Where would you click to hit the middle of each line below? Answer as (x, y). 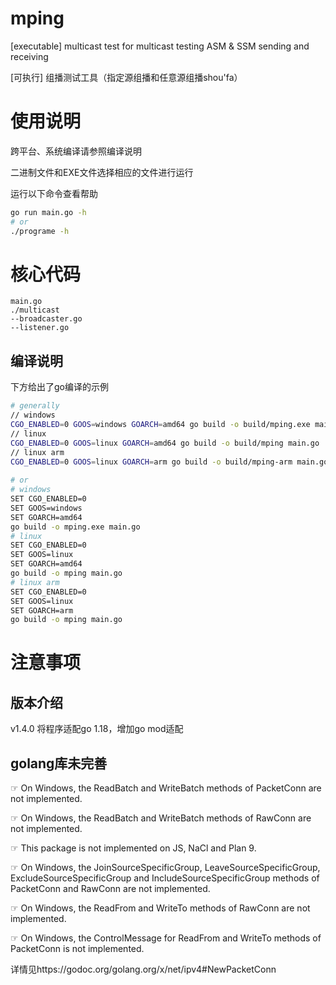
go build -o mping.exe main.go (75, 527)
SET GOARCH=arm (42, 610)
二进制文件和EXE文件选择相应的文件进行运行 (102, 172)
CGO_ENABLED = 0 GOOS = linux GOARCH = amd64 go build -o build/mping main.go (165, 443)
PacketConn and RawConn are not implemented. (110, 889)
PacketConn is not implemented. (77, 949)
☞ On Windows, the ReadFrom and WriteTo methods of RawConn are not (160, 908)
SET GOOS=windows (46, 508)
